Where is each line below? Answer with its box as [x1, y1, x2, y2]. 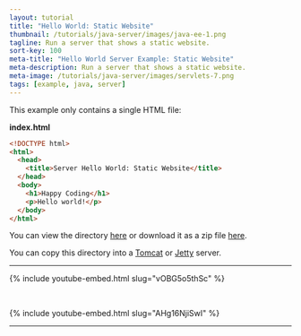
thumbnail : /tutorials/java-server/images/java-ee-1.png [9, 30, 227, 39]
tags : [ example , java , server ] [9, 80, 126, 89]
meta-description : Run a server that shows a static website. [9, 64, 246, 73]
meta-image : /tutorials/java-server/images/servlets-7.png [9, 72, 235, 81]
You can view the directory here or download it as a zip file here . [9, 230, 248, 241]
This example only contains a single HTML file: [9, 104, 182, 115]
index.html [9, 122, 51, 133]
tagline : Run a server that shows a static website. [9, 38, 211, 47]
